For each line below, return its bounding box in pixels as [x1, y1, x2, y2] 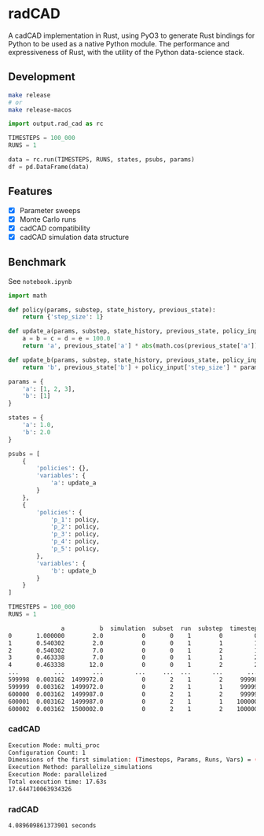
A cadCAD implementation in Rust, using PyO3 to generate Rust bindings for [8, 31, 255, 40]
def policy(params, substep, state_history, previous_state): [8, 306, 216, 314]
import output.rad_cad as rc [8, 120, 104, 128]
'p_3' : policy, [49, 530, 101, 539]
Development [8, 70, 76, 83]
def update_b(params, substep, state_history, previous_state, [8, 355, 220, 364]
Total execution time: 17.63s [8, 778, 108, 786]
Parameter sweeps [19, 205, 81, 215]
